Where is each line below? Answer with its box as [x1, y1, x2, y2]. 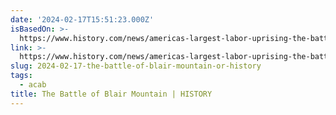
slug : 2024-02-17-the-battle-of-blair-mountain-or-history [10, 61, 262, 71]
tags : [10, 71, 33, 81]
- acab [19, 80, 47, 90]
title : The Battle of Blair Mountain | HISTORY [10, 89, 213, 99]
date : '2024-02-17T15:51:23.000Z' [10, 14, 155, 25]
